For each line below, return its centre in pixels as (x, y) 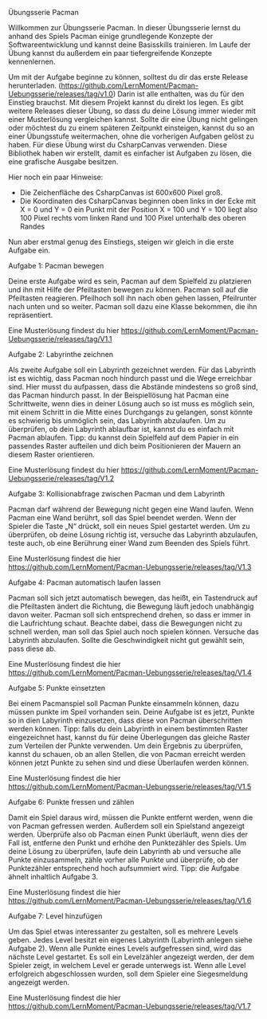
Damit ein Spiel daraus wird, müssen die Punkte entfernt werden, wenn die (131, 817)
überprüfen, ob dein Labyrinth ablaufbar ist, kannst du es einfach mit (121, 429)
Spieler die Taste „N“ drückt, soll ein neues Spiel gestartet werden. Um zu (129, 526)
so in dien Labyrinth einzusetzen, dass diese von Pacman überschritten (126, 720)
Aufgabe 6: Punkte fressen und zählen (71, 802)
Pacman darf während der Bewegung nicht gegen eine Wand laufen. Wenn (131, 509)
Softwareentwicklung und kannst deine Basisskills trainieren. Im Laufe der (130, 45)
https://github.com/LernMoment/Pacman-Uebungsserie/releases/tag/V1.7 (130, 1006)
